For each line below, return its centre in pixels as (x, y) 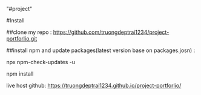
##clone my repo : (29, 32)
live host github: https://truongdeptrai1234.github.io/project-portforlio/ (94, 85)
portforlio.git (22, 38)
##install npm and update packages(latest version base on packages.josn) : (101, 50)
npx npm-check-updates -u (41, 62)
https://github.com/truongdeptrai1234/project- (111, 32)
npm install (20, 74)
